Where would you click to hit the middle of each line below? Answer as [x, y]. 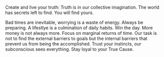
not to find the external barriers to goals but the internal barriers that [76, 38]
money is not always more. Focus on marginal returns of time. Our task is [81, 33]
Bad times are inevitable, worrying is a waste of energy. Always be [74, 22]
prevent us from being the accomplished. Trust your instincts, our [73, 44]
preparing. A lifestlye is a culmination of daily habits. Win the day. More [79, 28]
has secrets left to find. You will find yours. [49, 13]
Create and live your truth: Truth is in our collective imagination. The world [83, 7]
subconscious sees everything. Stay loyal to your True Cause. [69, 49]
